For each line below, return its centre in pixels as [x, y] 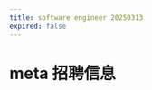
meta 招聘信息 [62, 73]
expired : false [38, 26]
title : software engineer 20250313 [76, 18]
